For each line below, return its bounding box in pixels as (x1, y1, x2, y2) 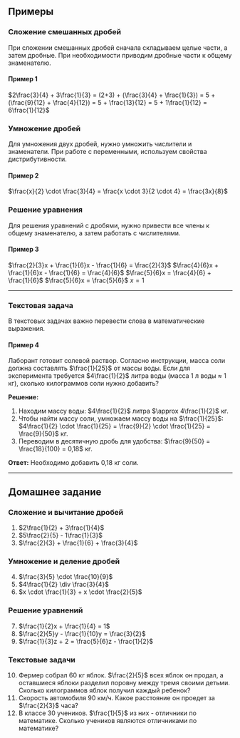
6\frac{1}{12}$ (8, 106, 50, 114)
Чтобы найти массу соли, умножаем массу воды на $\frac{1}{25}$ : (18, 414, 224, 423)
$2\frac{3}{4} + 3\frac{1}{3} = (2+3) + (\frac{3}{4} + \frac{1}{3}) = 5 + (8, 91, 216, 99)
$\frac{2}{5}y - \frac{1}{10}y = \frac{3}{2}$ (18, 629, 146, 637)
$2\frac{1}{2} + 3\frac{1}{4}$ (18, 523, 105, 532)
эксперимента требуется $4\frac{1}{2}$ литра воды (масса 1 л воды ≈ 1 (8, 371, 227, 380)
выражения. (8, 324, 46, 333)
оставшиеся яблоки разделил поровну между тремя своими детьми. (18, 678, 230, 687)
